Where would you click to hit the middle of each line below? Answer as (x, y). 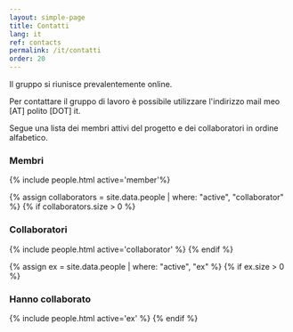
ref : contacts (36, 42)
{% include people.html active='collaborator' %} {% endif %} (122, 249)
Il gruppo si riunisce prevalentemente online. (91, 84)
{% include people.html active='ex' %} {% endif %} (104, 318)
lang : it (25, 34)
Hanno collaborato (50, 299)
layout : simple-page (48, 17)
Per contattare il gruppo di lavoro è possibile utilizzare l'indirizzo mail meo (145, 101)
